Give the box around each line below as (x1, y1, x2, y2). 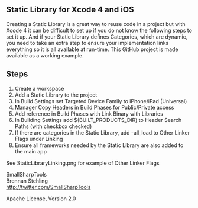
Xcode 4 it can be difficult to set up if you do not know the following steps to (6, 27, 192, 34)
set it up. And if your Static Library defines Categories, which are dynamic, (6, 33, 188, 40)
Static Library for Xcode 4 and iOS (6, 5, 134, 15)
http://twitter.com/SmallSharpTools (6, 183, 91, 190)
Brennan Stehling (6, 177, 48, 184)
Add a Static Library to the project (14, 91, 98, 98)
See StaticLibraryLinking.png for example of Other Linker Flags (6, 159, 160, 167)
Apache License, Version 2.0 (6, 195, 76, 202)
